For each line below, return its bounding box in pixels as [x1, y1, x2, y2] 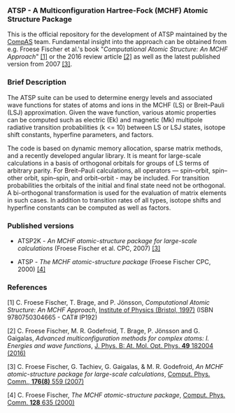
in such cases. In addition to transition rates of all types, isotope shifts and [7, 196, 222, 204]
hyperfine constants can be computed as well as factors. [7, 203, 171, 212]
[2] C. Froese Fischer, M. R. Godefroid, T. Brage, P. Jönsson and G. [7, 327, 201, 335]
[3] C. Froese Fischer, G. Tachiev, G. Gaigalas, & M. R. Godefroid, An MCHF [7, 363, 224, 371]
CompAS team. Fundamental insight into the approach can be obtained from [7, 38, 227, 46]
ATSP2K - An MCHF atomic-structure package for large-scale [17, 236, 197, 245]
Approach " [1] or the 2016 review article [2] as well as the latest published [7, 52, 220, 61]
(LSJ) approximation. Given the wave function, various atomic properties [7, 108, 217, 117]
